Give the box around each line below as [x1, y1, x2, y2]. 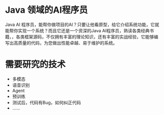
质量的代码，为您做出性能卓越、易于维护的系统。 [18, 40, 117, 46]
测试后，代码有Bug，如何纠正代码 [12, 99, 81, 105]
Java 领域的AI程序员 [5, 4, 88, 16]
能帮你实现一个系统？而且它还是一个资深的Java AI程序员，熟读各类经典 [5, 27, 150, 33]
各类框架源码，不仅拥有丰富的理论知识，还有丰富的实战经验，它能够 [15, 34, 154, 40]
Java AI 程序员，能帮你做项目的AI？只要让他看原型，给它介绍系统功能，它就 [5, 22, 160, 27]
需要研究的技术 [5, 59, 66, 70]
